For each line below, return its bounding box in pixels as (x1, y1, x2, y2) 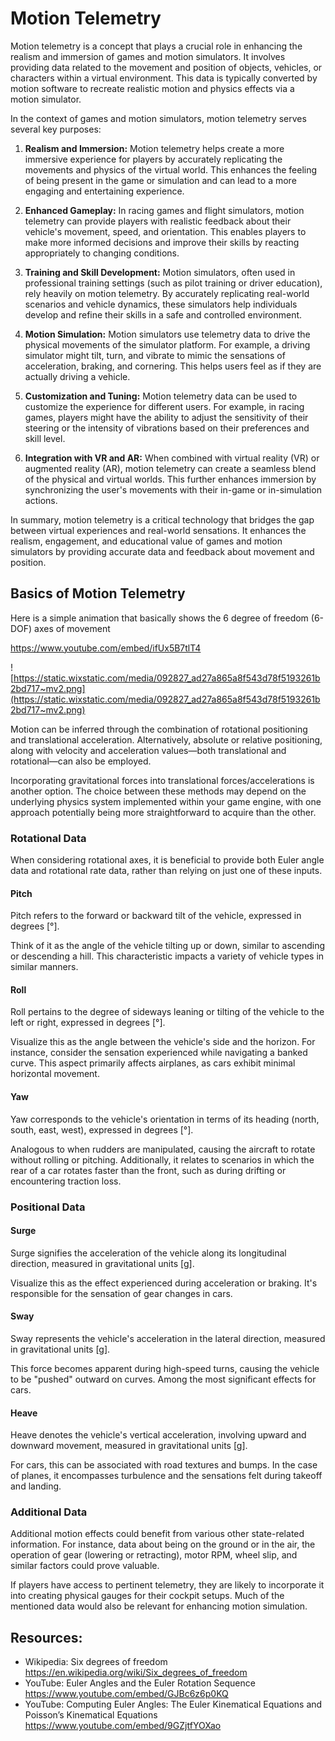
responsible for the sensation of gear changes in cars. (10, 1287, 233, 1299)
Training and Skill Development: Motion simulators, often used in (24, 266, 296, 278)
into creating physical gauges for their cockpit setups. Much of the (10, 1590, 285, 1602)
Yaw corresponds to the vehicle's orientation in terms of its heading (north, (10, 1113, 320, 1125)
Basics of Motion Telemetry (10, 585, 186, 602)
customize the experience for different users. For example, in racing (24, 400, 305, 412)
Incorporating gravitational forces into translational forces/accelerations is (10, 774, 315, 786)
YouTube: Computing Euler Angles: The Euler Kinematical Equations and (24, 1698, 323, 1711)
